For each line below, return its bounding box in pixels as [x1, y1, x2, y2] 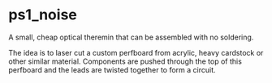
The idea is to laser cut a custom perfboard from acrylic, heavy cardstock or [8, 48, 264, 57]
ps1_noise [8, 6, 77, 24]
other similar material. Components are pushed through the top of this [8, 56, 242, 66]
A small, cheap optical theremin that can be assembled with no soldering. [8, 32, 254, 42]
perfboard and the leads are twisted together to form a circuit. [8, 64, 217, 74]
